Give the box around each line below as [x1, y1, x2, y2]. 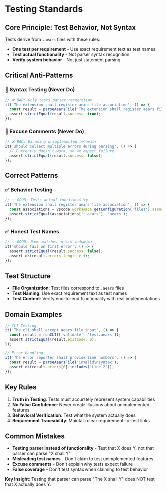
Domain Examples [5, 310, 62, 319]
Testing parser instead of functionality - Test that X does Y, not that [12, 445, 154, 451]
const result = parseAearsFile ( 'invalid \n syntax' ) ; [9, 360, 119, 365]
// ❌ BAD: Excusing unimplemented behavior [5, 139, 97, 144]
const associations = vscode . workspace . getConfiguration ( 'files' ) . [9, 207, 153, 212]
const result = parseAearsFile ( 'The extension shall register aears [9, 107, 155, 112]
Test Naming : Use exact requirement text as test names [12, 290, 127, 296]
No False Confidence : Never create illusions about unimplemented [12, 401, 150, 407]
